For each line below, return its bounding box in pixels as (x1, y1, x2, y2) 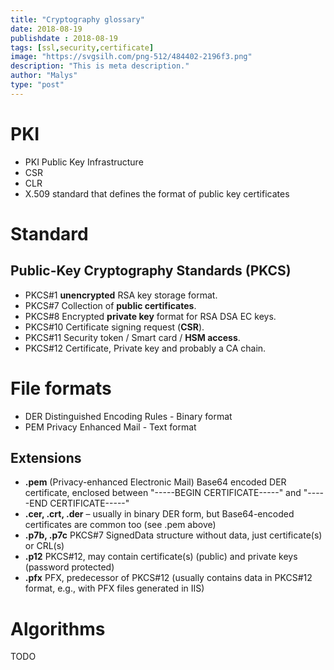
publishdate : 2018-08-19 (10, 33, 118, 43)
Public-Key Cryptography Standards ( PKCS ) (10, 262, 292, 280)
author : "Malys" (10, 71, 78, 81)
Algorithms (10, 617, 106, 640)
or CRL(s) (24, 540, 65, 552)
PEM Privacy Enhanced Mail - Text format (24, 421, 197, 433)
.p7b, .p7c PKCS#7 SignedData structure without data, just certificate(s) (24, 529, 323, 541)
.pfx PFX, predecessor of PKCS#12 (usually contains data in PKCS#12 (24, 572, 313, 584)
